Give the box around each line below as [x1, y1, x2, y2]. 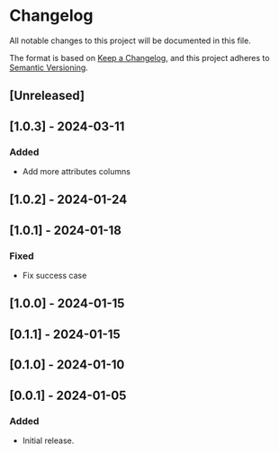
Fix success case [22, 271, 87, 281]
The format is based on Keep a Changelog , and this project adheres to [9, 52, 270, 63]
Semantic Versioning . [9, 62, 88, 73]
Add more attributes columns [22, 166, 130, 177]
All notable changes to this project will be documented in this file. [9, 35, 252, 46]
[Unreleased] [9, 88, 85, 103]
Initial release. [22, 435, 75, 446]
